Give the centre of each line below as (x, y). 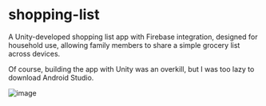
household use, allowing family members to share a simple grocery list (124, 45)
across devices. (34, 53)
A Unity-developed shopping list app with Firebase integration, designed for (133, 37)
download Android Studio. (51, 77)
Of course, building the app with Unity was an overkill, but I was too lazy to (131, 69)
